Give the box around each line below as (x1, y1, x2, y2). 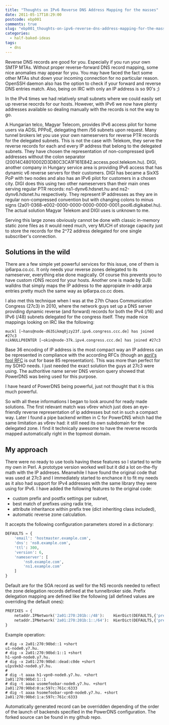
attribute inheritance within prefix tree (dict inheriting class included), (12, 506, 156, 512)
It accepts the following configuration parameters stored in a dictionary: (5, 521, 154, 527)
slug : (5, 26, 17, 31)
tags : (5, 40, 17, 45)
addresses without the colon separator (5, 154, 86, 160)
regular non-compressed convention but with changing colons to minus (5, 197, 154, 203)
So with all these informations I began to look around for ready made (5, 399, 147, 405)
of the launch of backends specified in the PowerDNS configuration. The (5, 708, 156, 715)
